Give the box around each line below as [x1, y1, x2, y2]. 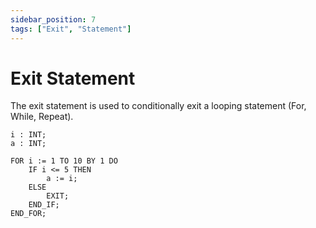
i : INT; [10, 130, 47, 140]
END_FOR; [10, 209, 47, 219]
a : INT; [10, 139, 47, 149]
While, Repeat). [10, 111, 74, 123]
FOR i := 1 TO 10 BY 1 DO [10, 156, 118, 166]
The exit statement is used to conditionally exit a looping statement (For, [10, 100, 307, 112]
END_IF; [28, 200, 60, 210]
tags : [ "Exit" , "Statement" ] [10, 24, 132, 34]
